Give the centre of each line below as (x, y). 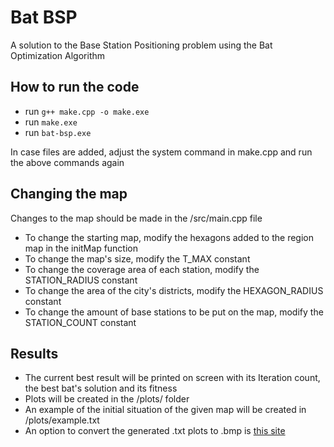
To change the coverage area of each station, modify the (142, 269)
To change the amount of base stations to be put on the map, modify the (174, 312)
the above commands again (67, 162)
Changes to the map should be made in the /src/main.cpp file (136, 218)
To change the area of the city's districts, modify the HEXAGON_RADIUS (174, 290)
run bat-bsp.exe (58, 132)
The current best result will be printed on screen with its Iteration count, (172, 378)
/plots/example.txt (62, 420)
